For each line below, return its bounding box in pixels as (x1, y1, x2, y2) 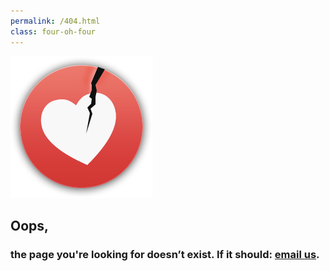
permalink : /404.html (10, 16, 101, 26)
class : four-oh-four (10, 26, 97, 37)
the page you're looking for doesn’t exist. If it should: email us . (10, 247, 320, 261)
